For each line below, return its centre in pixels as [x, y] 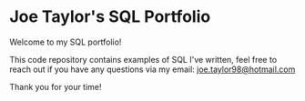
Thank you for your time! [56, 86]
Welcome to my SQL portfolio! [66, 42]
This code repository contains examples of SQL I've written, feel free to [143, 59]
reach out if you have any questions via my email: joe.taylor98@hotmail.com [152, 69]
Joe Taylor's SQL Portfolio [110, 17]
